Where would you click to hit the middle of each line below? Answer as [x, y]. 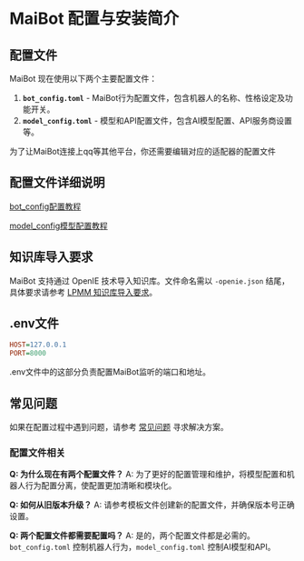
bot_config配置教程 [45, 206]
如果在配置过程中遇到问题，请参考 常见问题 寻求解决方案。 [119, 427]
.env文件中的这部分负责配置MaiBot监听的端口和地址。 [110, 372]
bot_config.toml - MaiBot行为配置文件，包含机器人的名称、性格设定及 [154, 98]
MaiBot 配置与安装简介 [94, 19]
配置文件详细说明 [57, 183]
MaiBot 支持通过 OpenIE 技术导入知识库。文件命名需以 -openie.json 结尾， [150, 280]
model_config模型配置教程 [59, 225]
